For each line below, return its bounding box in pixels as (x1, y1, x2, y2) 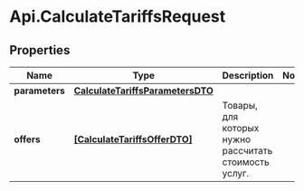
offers (14, 133, 41, 146)
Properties (9, 43, 71, 58)
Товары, (222, 100, 258, 111)
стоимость (222, 156, 270, 168)
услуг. (222, 167, 250, 179)
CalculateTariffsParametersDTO (73, 84, 214, 97)
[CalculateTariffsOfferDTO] (73, 133, 193, 146)
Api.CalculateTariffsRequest (9, 6, 226, 27)
